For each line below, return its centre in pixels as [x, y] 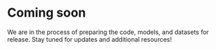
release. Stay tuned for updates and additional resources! [90, 39]
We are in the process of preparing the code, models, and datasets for [108, 32]
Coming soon [47, 13]
